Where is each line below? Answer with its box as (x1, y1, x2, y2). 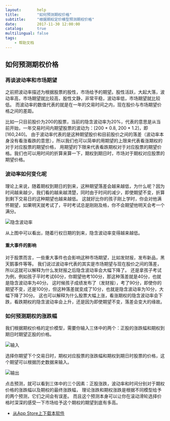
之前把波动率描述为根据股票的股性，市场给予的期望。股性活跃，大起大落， (5, 89, 160, 95)
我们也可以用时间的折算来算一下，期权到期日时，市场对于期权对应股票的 (14, 150, 165, 157)
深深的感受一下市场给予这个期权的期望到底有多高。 (14, 400, 120, 406)
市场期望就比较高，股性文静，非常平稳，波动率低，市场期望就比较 (22, 96, 160, 102)
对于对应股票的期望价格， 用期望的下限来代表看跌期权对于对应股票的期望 (5, 144, 157, 150)
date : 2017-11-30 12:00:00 (5, 21, 80, 27)
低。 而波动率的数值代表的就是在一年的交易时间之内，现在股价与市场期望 (5, 102, 157, 108)
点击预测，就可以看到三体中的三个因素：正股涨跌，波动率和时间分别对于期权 (5, 381, 165, 387)
